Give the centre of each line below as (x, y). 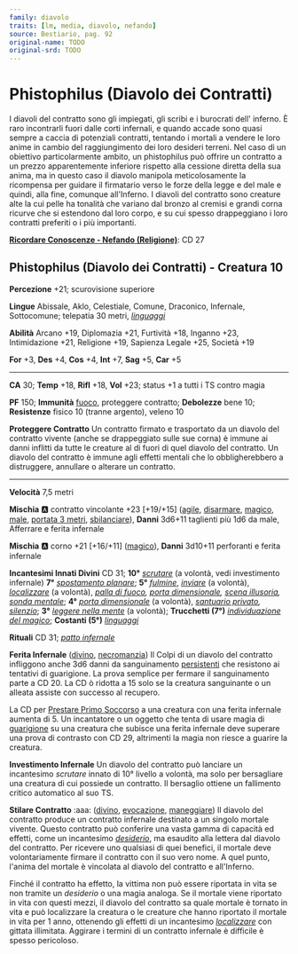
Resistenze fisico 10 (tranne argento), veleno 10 (97, 411)
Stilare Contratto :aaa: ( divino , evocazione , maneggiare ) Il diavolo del (136, 809)
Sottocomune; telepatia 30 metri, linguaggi (87, 315)
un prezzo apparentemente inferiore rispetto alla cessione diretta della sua (145, 166)
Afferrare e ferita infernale (57, 528)
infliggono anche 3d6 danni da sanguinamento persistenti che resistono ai (145, 664)
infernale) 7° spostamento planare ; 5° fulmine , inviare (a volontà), (129, 582)
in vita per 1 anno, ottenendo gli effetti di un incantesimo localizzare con (141, 921)
